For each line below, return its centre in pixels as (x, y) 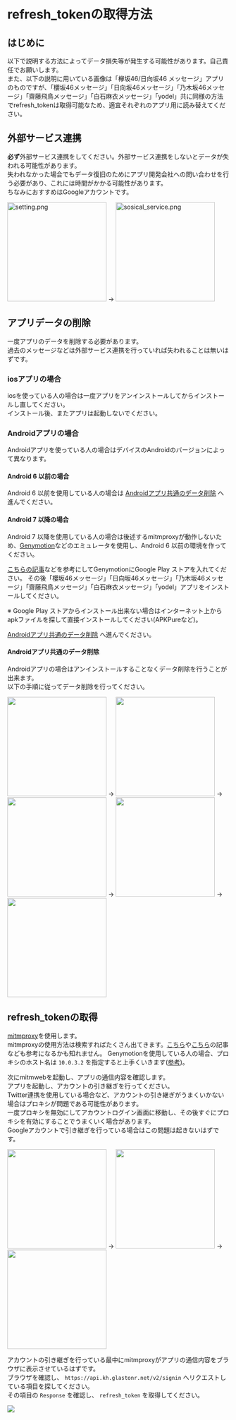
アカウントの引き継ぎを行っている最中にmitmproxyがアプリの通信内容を (112, 1359)
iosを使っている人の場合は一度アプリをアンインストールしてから (101, 395)
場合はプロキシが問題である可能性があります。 (75, 1103)
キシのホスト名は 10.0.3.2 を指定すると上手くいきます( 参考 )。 (98, 1062)
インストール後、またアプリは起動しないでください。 (85, 413)
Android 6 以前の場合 (38, 476)
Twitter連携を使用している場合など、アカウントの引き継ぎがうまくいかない (116, 1095)
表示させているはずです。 (63, 1369)
